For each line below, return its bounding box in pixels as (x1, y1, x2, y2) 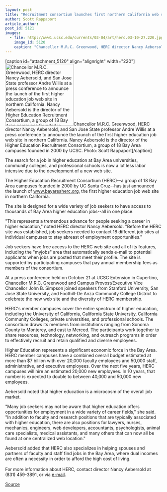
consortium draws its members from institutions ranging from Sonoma (5, 321, 149, 327)
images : (5, 30, 21, 35)
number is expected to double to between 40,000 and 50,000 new (5, 373, 142, 380)
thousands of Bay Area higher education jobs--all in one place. (5, 208, 134, 214)
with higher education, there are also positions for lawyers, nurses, (5, 419, 142, 425)
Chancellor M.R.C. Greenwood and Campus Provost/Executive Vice (5, 280, 143, 286)
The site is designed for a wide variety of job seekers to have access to (5, 203, 152, 209)
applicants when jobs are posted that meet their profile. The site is (5, 254, 141, 260)
